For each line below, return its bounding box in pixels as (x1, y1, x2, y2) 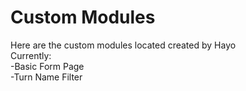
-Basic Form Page (10, 60, 85, 72)
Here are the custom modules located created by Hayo (10, 39, 237, 51)
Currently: (10, 49, 52, 61)
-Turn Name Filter (10, 71, 83, 83)
